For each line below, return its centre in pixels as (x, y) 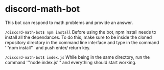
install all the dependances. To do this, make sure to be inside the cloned (79, 37)
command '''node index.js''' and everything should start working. (71, 62)
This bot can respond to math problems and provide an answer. (69, 23)
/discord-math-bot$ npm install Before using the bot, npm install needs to (81, 32)
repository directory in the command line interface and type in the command (82, 42)
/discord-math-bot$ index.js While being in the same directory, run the (78, 57)
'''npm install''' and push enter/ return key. (48, 47)
